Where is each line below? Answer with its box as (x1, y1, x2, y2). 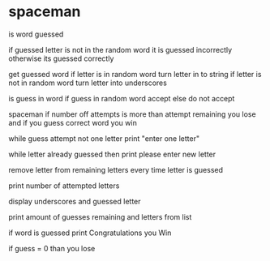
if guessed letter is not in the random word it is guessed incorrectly (8, 45, 233, 54)
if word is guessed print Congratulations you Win (8, 228, 172, 237)
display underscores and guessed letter (8, 196, 141, 206)
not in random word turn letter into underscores (8, 78, 168, 88)
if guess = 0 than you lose (8, 243, 96, 253)
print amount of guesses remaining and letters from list (8, 212, 192, 221)
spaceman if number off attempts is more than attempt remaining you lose (8, 109, 257, 119)
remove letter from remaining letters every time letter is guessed (8, 165, 224, 174)
